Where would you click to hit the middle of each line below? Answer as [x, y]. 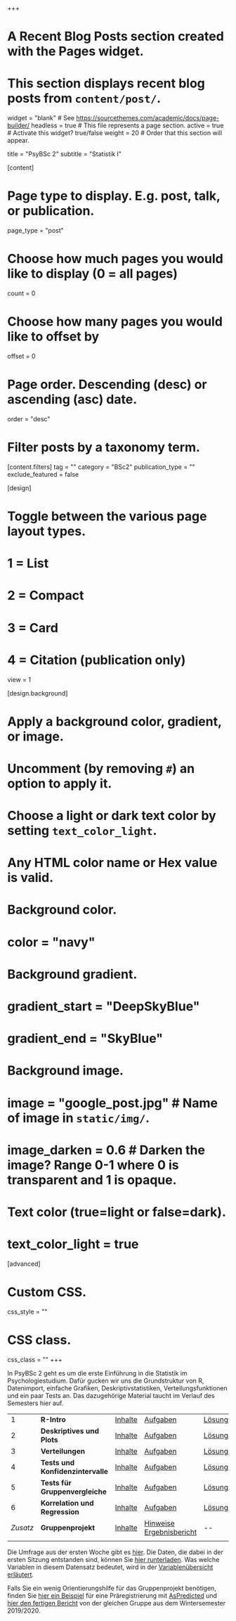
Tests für [56, 1482]
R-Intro [53, 1419]
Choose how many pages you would [115, 322]
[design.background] [38, 693]
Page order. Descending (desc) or [107, 385]
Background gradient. [72, 974]
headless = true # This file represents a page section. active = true [127, 126]
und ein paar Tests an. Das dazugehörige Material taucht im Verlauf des [111, 1395]
